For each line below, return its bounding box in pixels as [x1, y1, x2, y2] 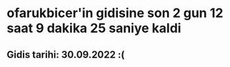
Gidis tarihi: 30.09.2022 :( [6, 48, 125, 61]
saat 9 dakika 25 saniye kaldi [6, 20, 181, 36]
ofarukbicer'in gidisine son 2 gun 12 [6, 5, 224, 21]
